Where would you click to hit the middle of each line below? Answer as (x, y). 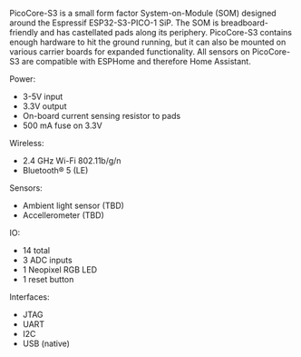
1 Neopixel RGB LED (60, 270)
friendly (24, 32)
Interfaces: (29, 297)
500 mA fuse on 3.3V (62, 125)
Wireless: (27, 143)
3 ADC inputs (47, 260)
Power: (23, 79)
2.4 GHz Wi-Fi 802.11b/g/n (72, 161)
